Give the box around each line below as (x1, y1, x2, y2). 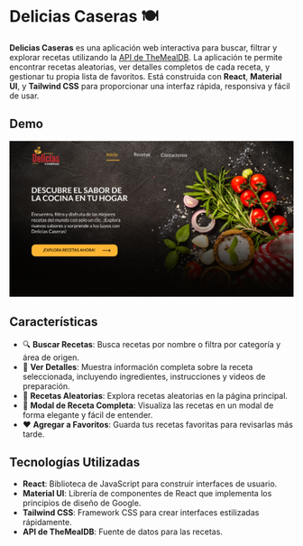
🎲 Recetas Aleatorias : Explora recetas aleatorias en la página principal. (22, 390, 289, 401)
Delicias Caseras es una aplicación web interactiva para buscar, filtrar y (9, 42, 278, 53)
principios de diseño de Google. (22, 497, 142, 509)
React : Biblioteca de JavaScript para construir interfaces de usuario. (22, 478, 278, 489)
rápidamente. (22, 517, 72, 528)
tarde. (22, 429, 45, 440)
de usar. (9, 90, 40, 101)
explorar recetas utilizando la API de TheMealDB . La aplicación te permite (9, 51, 283, 62)
